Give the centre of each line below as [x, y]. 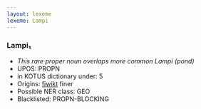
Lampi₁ [19, 46]
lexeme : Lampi [28, 21]
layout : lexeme [29, 14]
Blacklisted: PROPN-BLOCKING [63, 99]
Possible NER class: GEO [53, 91]
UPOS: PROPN [38, 68]
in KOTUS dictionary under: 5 [60, 76]
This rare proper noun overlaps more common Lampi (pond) [105, 61]
